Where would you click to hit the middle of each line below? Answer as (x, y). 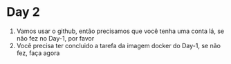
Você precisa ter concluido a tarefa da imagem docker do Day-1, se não (118, 45)
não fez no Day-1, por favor (55, 38)
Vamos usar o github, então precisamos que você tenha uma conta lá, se (120, 31)
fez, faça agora (38, 53)
